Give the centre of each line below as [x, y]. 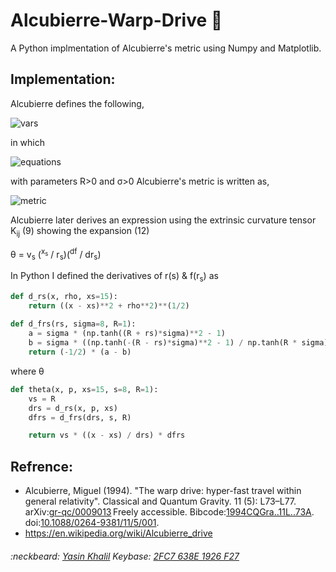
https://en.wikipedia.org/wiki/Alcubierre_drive [118, 533]
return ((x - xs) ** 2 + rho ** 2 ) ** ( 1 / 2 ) [109, 305]
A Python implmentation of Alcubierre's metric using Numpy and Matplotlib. [166, 48]
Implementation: [63, 79]
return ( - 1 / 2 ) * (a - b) [80, 352]
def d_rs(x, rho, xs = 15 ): [64, 296]
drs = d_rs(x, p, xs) [73, 408]
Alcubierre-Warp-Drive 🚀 [116, 20]
